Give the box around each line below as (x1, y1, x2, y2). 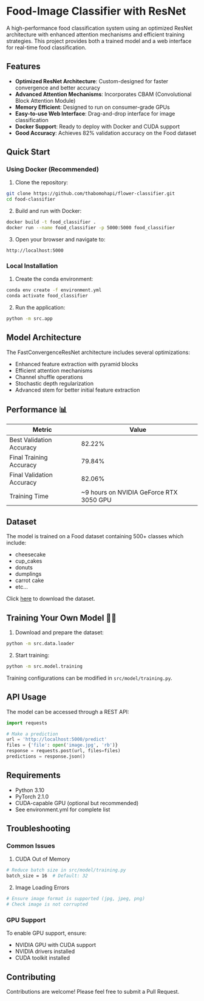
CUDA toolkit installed (15, 954, 70, 961)
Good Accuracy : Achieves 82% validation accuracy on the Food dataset (15, 129, 197, 136)
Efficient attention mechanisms (15, 367, 93, 374)
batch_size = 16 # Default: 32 (6, 873, 88, 879)
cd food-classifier (6, 196, 56, 203)
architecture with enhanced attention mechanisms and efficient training (6, 30, 185, 38)
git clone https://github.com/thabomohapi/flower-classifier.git (6, 190, 175, 197)
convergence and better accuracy (15, 84, 100, 91)
